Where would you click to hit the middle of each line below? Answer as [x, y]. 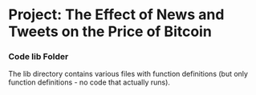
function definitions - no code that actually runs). [89, 82]
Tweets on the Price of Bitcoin [110, 32]
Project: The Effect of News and [116, 15]
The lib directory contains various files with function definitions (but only [128, 74]
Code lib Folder [39, 57]
